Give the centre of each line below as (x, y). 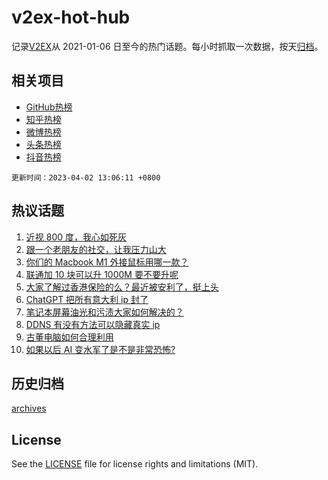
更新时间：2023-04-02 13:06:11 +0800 (86, 177)
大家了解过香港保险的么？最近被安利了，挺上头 (122, 287)
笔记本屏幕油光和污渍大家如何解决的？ (104, 312)
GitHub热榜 (49, 107)
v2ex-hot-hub (71, 17)
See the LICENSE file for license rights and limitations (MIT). (135, 464)
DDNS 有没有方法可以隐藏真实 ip (93, 324)
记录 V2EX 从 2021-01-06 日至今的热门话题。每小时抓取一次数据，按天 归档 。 (167, 46)
